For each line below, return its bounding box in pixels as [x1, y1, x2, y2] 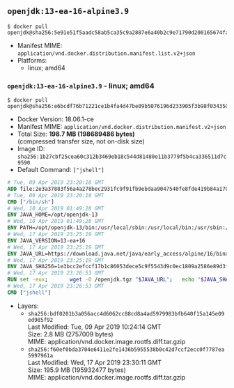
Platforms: [17, 56, 47, 64]
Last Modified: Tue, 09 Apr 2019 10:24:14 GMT [27, 323, 162, 331]
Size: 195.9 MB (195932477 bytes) [27, 366, 127, 374]
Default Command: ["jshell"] [17, 166, 104, 174]
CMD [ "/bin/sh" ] [7, 199, 54, 205]
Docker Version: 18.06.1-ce [17, 115, 94, 123]
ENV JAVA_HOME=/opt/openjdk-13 [7, 211, 98, 219]
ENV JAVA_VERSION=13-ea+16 [7, 237, 86, 244]
